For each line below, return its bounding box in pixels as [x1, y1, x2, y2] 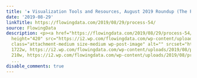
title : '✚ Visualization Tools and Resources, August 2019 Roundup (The [6, 8, 188, 15]
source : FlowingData [6, 25, 57, 31]
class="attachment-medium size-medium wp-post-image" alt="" [11, 42, 164, 48]
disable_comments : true [6, 63, 64, 69]
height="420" [11, 36, 43, 42]
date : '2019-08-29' [6, 14, 54, 20]
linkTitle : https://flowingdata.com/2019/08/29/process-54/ [6, 19, 157, 25]
